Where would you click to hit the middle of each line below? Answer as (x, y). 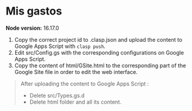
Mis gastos (34, 11)
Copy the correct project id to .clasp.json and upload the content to (98, 39)
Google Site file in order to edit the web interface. (76, 72)
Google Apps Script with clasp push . (60, 46)
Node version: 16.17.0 (32, 28)
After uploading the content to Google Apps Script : (84, 84)
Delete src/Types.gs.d (57, 95)
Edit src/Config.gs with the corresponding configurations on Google (99, 52)
